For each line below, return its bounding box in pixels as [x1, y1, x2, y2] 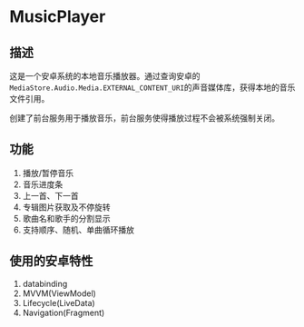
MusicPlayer [9, 6, 106, 27]
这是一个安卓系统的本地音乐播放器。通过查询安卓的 [9, 71, 201, 81]
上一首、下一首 [22, 190, 79, 201]
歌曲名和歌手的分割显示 [22, 213, 111, 223]
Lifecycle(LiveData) [22, 297, 95, 308]
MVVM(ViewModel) [22, 288, 97, 299]
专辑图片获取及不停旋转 [22, 202, 111, 213]
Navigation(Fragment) [22, 307, 105, 318]
